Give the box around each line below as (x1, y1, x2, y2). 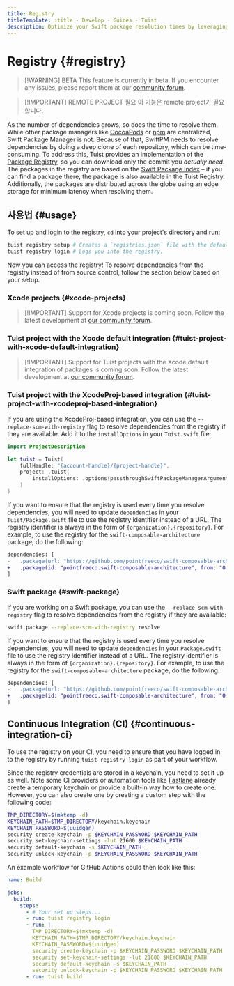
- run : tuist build (25, 973, 82, 980)
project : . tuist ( (19, 468, 70, 476)
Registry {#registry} (7, 53, 127, 69)
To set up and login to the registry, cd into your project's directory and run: (7, 228, 221, 237)
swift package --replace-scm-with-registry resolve (7, 624, 160, 631)
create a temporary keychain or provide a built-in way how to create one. (7, 783, 217, 792)
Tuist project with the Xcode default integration (7, 334, 171, 344)
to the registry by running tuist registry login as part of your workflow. (7, 755, 218, 763)
